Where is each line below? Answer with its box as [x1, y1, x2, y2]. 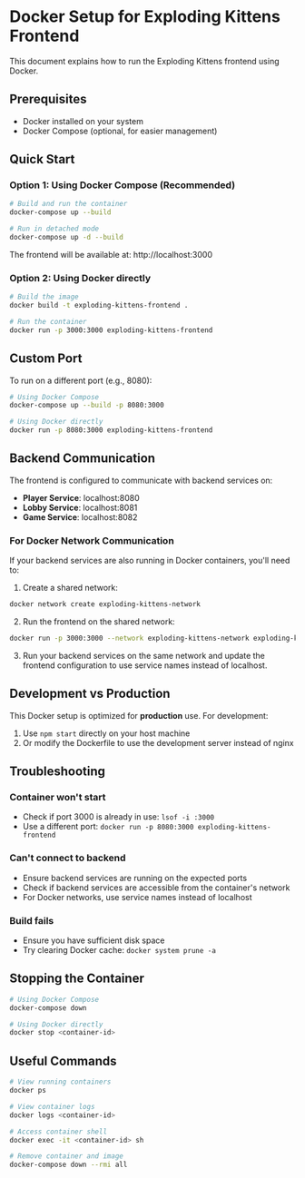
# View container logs [9, 1102, 95, 1111]
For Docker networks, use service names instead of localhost [22, 891, 252, 902]
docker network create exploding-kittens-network [9, 600, 202, 609]
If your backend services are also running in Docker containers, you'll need [9, 555, 290, 566]
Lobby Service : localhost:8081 [22, 502, 138, 513]
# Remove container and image [9, 1152, 124, 1161]
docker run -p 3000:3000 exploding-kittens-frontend [9, 325, 213, 335]
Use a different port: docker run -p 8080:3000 [22, 821, 194, 832]
